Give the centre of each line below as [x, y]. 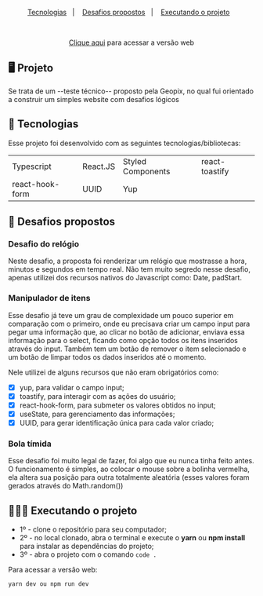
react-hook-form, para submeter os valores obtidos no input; [118, 405]
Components [146, 171]
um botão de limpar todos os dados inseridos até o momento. [107, 357]
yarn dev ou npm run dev [49, 584]
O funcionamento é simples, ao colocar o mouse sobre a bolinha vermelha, [129, 469]
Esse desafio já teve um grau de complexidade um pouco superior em [121, 315]
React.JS [99, 166]
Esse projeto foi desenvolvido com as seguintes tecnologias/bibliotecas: [124, 143]
